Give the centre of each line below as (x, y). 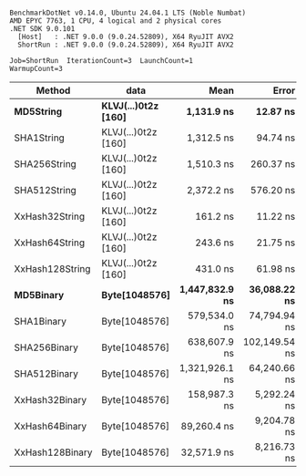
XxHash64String (49, 243)
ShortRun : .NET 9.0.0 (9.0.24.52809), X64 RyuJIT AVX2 (126, 45)
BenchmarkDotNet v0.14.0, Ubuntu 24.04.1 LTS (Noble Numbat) (128, 13)
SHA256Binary (46, 347)
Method (53, 90)
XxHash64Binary (51, 426)
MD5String (38, 112)
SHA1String (40, 138)
